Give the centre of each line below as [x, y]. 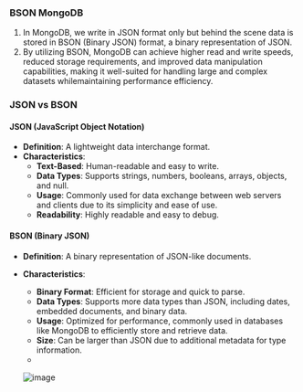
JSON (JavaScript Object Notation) [77, 126]
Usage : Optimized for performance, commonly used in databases [160, 321]
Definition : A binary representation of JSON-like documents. [137, 256]
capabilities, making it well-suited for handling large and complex [145, 71]
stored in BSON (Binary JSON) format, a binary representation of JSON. [157, 42]
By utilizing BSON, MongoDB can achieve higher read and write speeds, [158, 52]
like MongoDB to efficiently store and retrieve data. [132, 330]
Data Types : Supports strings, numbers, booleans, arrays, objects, [162, 176]
